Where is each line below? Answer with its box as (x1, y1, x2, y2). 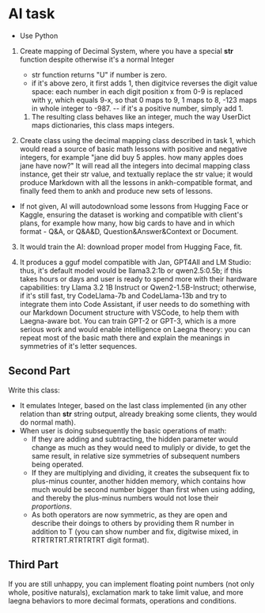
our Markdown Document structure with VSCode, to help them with (19, 308, 240, 317)
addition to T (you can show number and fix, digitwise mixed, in (31, 527, 239, 536)
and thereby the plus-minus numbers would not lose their (31, 493, 219, 502)
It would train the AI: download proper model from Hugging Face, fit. (19, 242, 243, 252)
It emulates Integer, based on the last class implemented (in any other (19, 400, 247, 410)
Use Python (19, 31, 59, 40)
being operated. (31, 460, 84, 469)
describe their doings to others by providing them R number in (31, 518, 235, 528)
